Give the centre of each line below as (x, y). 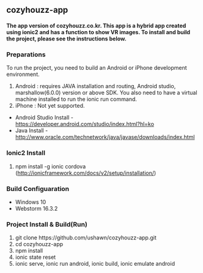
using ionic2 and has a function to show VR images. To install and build (98, 32)
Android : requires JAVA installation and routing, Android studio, (95, 86)
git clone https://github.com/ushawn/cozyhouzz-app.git (86, 237)
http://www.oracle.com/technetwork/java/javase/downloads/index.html (105, 137)
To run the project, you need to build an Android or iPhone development (97, 68)
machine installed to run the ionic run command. (76, 99)
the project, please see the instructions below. (66, 39)
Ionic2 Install (26, 153)
